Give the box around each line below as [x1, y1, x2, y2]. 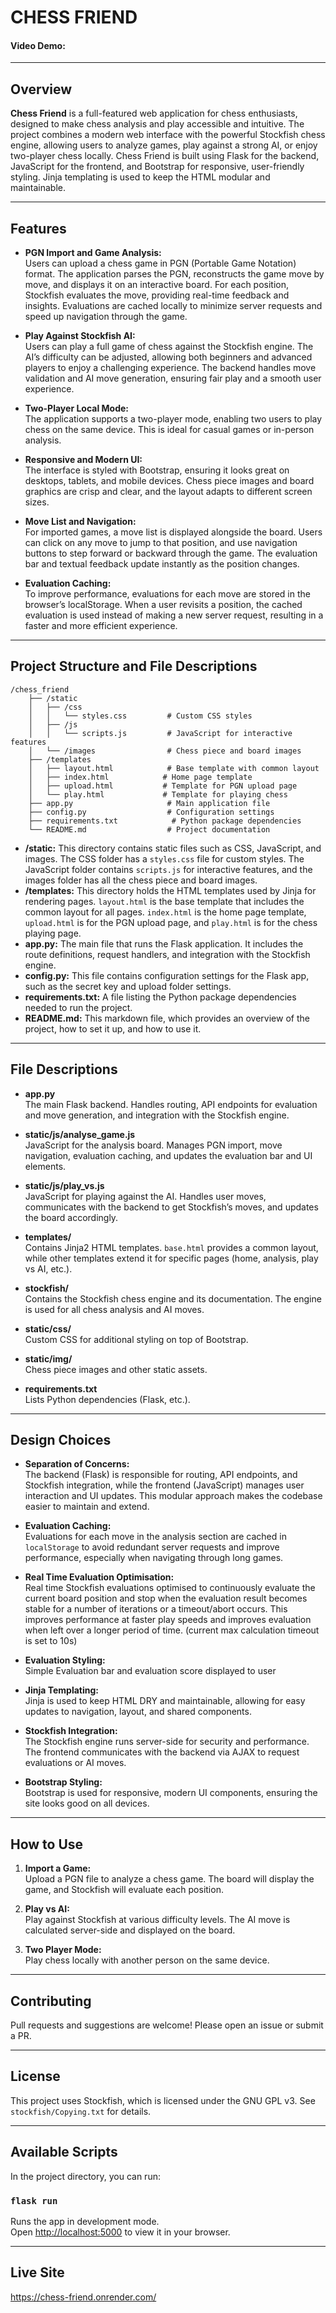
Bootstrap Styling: [24, 1776, 103, 1788]
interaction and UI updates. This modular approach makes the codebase [24, 1490, 323, 1502]
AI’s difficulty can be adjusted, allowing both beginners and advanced [24, 351, 313, 363]
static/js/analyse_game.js [24, 1128, 136, 1140]
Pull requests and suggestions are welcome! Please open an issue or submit [10, 2019, 324, 2031]
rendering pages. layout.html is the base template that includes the [24, 895, 305, 907]
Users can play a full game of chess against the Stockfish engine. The [24, 341, 314, 353]
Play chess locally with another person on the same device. [24, 1954, 270, 1966]
